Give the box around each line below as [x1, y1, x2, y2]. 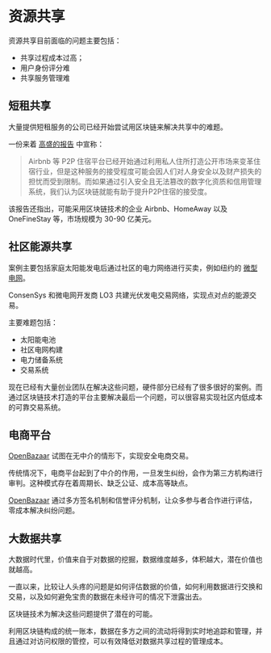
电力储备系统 [19, 355, 63, 364]
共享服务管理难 [19, 73, 70, 82]
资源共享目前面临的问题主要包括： [8, 36, 122, 45]
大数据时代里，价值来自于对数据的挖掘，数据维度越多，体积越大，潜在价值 [8, 554, 256, 564]
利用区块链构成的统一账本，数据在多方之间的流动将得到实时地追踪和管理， [8, 626, 256, 636]
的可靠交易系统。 [8, 402, 65, 412]
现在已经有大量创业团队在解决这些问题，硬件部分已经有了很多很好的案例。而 [8, 381, 263, 392]
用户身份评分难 [19, 62, 70, 73]
